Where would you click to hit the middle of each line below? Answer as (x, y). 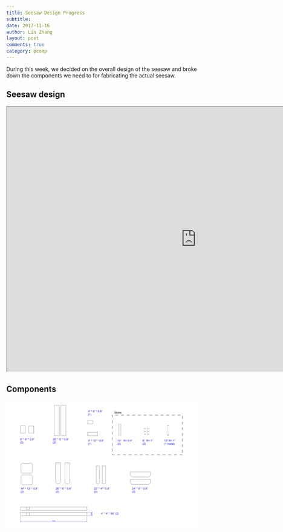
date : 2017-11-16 (28, 25)
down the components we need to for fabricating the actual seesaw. (91, 75)
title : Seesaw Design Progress (46, 13)
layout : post (23, 38)
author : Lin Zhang (29, 32)
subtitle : (19, 19)
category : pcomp (27, 51)
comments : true (25, 45)
